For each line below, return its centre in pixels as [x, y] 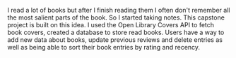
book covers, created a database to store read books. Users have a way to [116, 32]
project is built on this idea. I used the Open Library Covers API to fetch [111, 25]
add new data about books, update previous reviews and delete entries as [115, 40]
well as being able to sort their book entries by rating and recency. [104, 47]
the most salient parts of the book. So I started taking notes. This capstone [116, 17]
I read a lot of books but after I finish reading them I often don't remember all [119, 10]
